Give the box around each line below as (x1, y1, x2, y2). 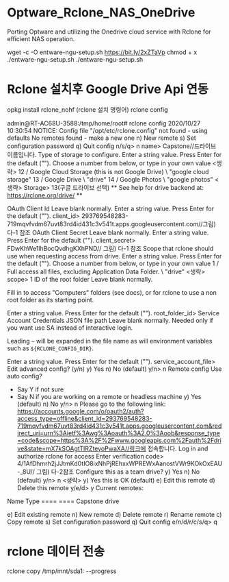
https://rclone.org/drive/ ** (7, 191, 83, 199)
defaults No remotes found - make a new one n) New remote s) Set (7, 134, 196, 142)
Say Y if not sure (16, 385, 64, 393)
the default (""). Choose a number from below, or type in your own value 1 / (7, 259, 219, 267)
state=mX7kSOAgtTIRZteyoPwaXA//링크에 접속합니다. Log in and (27, 444, 208, 452)
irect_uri (16, 428, 40, 437)
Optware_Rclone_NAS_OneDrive (7, 5, 196, 21)
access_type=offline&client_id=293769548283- (16, 414, 152, 422)
